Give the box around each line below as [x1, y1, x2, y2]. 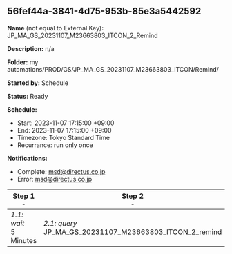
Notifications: [7, 154, 48, 162]
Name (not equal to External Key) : [7, 23, 104, 32]
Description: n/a [7, 44, 55, 52]
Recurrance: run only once [17, 141, 93, 149]
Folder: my [7, 58, 39, 66]
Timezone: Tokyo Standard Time [17, 133, 110, 141]
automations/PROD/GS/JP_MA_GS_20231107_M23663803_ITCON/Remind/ [7, 65, 220, 73]
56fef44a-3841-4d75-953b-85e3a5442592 [7, 6, 202, 17]
